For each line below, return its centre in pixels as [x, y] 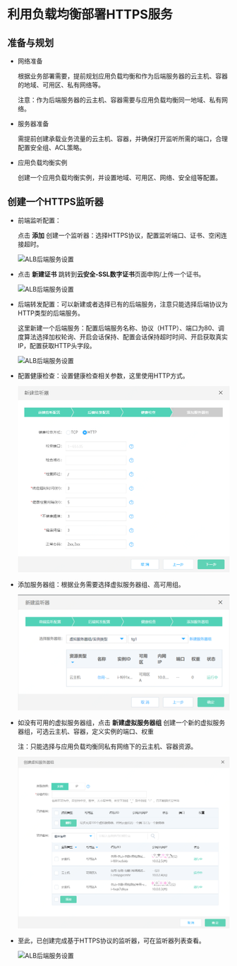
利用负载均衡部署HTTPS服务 [90, 14]
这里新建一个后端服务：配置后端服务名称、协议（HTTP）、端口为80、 [118, 328]
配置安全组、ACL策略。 [51, 148]
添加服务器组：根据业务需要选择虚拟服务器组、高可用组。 [101, 585]
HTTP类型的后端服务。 [51, 313]
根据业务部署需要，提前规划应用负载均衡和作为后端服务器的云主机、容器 [122, 76]
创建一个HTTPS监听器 [56, 202]
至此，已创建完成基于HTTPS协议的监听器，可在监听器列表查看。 [111, 941]
